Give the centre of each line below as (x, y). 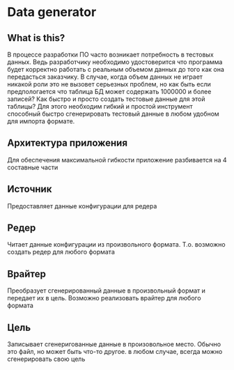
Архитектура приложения (67, 143)
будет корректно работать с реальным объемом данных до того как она (116, 69)
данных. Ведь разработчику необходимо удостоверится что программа (115, 62)
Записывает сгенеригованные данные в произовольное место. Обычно (114, 344)
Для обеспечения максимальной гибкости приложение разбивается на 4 (117, 160)
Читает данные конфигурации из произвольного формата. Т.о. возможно (116, 245)
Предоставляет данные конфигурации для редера (82, 206)
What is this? (36, 38)
